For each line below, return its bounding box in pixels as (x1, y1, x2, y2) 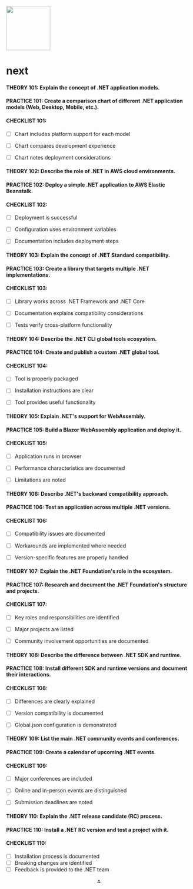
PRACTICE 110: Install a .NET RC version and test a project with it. (6, 826, 169, 833)
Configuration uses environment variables (14, 226, 117, 233)
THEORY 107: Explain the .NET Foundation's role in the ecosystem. (6, 568, 172, 575)
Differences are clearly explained (14, 698, 95, 705)
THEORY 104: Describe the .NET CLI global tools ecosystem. (6, 335, 157, 342)
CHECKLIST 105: (6, 440, 48, 447)
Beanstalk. (6, 187, 34, 194)
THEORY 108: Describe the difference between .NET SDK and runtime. (6, 651, 182, 658)
